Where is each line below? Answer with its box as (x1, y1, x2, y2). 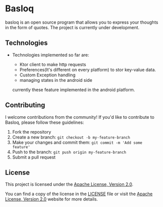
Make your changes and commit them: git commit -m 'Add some (12, 139, 143, 145)
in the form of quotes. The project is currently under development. (5, 24, 139, 30)
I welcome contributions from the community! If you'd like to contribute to (5, 114, 155, 120)
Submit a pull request (12, 154, 56, 160)
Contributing (5, 101, 45, 109)
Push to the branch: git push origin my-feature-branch (12, 149, 127, 155)
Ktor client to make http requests (19, 61, 86, 67)
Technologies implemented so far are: (12, 52, 90, 58)
